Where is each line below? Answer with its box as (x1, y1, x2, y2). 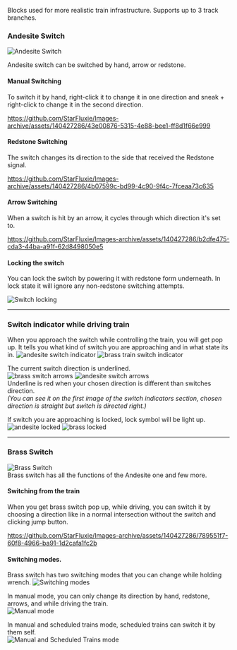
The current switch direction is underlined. (7, 364, 131, 373)
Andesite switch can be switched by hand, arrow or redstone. (7, 61, 186, 69)
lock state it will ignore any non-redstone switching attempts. (7, 282, 185, 290)
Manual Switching (7, 77, 62, 85)
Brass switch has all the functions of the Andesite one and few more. (7, 471, 207, 479)
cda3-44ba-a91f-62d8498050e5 (7, 242, 104, 251)
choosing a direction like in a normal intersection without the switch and (7, 510, 217, 518)
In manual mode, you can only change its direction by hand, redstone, (7, 592, 210, 601)
